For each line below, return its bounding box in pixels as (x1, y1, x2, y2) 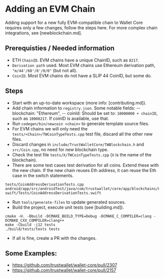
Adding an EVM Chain (5, 3, 96, 15)
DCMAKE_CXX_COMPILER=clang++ (5, 218, 64, 223)
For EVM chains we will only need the (12, 126, 88, 131)
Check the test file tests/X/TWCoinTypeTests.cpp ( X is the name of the (12, 151, 152, 157)
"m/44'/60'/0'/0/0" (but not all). (12, 67, 78, 73)
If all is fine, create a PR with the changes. (12, 235, 97, 241)
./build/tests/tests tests (5, 226, 60, 232)
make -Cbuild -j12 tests (5, 222, 56, 227)
